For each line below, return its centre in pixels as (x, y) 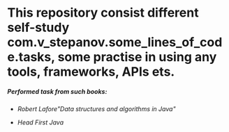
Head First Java (40, 122)
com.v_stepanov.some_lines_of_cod (115, 42)
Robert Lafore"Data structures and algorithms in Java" (96, 109)
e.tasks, (31, 57)
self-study (38, 27)
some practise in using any (137, 57)
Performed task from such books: (57, 91)
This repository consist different (103, 13)
